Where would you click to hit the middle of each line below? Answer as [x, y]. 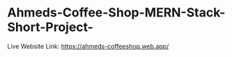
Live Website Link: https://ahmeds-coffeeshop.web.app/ [88, 46]
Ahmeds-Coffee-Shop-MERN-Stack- [116, 13]
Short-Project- [51, 27]
